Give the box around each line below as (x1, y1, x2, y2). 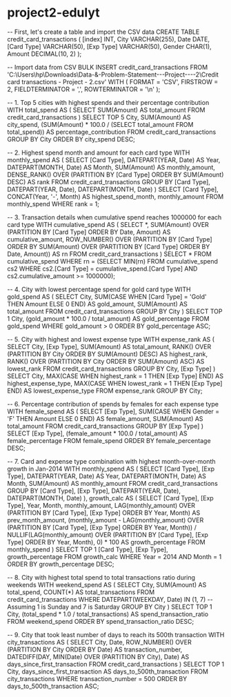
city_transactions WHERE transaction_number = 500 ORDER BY (7, 674, 188, 683)
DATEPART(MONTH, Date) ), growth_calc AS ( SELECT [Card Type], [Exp (7, 493, 214, 502)
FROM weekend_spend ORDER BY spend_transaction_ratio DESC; (7, 617, 194, 625)
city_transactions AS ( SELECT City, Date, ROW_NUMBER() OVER (7, 638, 192, 646)
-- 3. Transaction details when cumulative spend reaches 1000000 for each (7, 213, 222, 222)
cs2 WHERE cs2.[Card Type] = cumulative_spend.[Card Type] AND (7, 264, 198, 273)
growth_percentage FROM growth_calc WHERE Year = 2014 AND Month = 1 (7, 552, 222, 560)
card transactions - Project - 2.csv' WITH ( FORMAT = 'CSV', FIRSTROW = (7, 77, 219, 86)
